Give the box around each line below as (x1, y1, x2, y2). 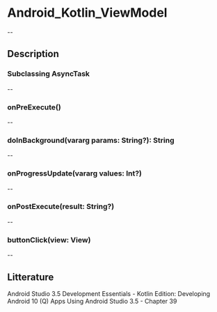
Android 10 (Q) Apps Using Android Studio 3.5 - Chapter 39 (7, 297, 177, 305)
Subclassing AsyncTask (7, 69, 90, 79)
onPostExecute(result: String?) (7, 202, 115, 212)
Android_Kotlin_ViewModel (7, 5, 168, 21)
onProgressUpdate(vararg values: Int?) (7, 169, 143, 178)
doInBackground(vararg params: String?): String (7, 135, 175, 145)
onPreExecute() (7, 102, 61, 112)
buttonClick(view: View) (7, 235, 91, 244)
